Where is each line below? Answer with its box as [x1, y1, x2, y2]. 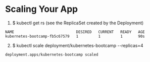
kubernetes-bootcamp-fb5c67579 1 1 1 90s [5, 34, 145, 39]
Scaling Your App [5, 3, 78, 15]
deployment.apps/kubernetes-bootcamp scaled [5, 52, 99, 57]
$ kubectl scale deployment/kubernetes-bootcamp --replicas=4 [12, 42, 144, 48]
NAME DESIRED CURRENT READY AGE [5, 29, 145, 34]
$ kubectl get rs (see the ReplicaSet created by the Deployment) [12, 20, 144, 26]
